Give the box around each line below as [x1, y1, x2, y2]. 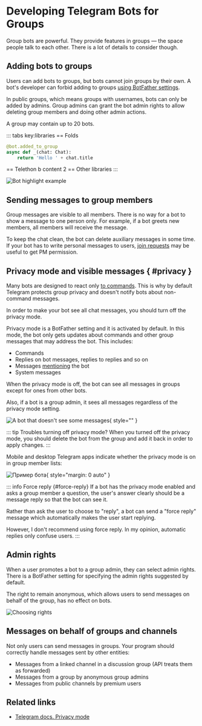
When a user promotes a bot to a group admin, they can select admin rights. [6, 566, 197, 573]
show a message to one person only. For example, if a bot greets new [6, 217, 180, 225]
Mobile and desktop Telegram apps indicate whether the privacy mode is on [6, 453, 196, 460]
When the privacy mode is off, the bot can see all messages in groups [6, 380, 180, 388]
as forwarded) [15, 667, 51, 674]
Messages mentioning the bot [15, 362, 90, 369]
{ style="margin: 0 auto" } [46, 471, 111, 478]
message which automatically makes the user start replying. [6, 514, 156, 521]
